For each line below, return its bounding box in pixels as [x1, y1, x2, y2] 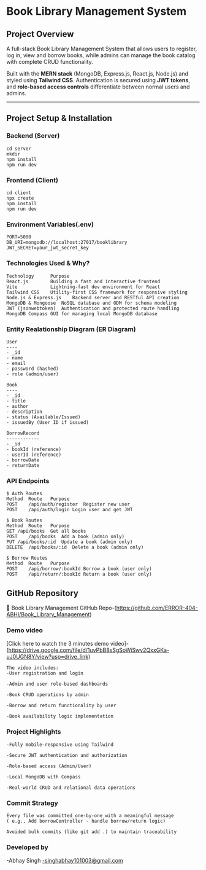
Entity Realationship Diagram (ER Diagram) [6, 324, 136, 333]
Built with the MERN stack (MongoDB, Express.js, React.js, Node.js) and [6, 70, 189, 77]
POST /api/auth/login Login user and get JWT [6, 507, 133, 513]
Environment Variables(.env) [6, 220, 94, 229]
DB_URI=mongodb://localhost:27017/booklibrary [6, 240, 128, 246]
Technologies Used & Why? [6, 259, 90, 268]
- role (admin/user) [6, 370, 59, 377]
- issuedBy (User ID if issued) [6, 419, 89, 425]
